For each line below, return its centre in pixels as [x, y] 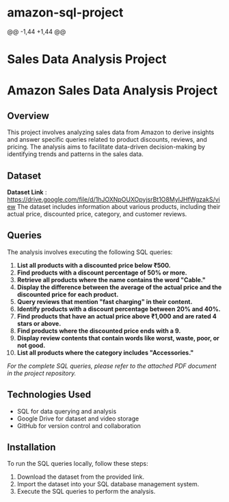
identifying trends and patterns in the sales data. [75, 154]
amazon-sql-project [65, 13]
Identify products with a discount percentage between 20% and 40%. [119, 309]
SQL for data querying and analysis [67, 411]
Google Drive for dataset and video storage [78, 418]
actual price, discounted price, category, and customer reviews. [97, 214]
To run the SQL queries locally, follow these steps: [78, 464]
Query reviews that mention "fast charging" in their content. [105, 301]
